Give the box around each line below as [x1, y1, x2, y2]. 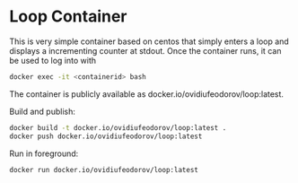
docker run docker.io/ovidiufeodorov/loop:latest [9, 165, 199, 174]
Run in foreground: [9, 148, 79, 159]
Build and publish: [9, 106, 76, 117]
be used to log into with [9, 55, 97, 65]
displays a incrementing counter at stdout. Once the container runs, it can [9, 45, 282, 56]
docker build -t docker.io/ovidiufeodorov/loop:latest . [9, 123, 227, 132]
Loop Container [9, 6, 127, 27]
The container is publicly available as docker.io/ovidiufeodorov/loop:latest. [9, 88, 285, 100]
